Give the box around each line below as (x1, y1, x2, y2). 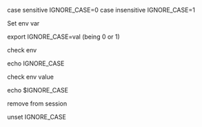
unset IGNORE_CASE (7, 113, 67, 121)
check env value (7, 72, 54, 81)
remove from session (7, 99, 68, 108)
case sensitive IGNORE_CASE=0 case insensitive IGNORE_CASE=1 (7, 6, 195, 14)
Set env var (7, 19, 40, 27)
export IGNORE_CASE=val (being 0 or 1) (7, 32, 121, 41)
